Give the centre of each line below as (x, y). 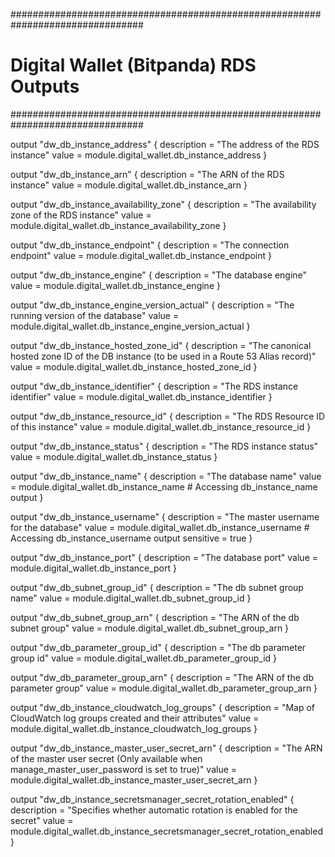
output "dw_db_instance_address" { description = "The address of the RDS (165, 144)
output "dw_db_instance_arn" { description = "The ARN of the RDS (147, 174)
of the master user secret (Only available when (106, 758)
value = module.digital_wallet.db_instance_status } (114, 456)
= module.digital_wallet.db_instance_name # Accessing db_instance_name (164, 486)
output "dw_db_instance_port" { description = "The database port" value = (164, 557)
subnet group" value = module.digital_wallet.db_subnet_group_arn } (150, 628)
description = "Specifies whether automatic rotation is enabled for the (154, 810)
